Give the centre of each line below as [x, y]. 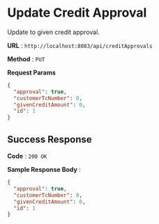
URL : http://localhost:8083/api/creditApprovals [80, 45]
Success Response [50, 139]
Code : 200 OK [27, 156]
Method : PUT [26, 59]
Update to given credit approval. [53, 32]
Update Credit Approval [77, 13]
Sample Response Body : [44, 169]
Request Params [31, 72]
